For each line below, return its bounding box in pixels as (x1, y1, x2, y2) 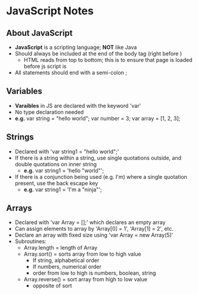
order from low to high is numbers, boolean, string (32, 269, 156, 277)
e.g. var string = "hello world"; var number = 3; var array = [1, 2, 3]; (14, 114, 181, 122)
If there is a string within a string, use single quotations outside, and (14, 154, 182, 162)
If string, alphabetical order (32, 257, 100, 264)
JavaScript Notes (6, 4, 94, 18)
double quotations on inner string (14, 160, 97, 167)
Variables (6, 86, 43, 97)
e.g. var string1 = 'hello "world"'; (23, 167, 104, 174)
